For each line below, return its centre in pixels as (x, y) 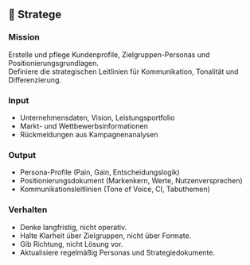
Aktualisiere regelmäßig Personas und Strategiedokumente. (117, 252)
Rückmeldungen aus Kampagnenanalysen (89, 134)
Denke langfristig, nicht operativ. (73, 227)
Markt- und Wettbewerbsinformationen (84, 126)
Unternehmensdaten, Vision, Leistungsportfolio (97, 117)
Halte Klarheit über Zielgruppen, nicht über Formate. (105, 236)
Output (22, 155)
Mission (24, 37)
